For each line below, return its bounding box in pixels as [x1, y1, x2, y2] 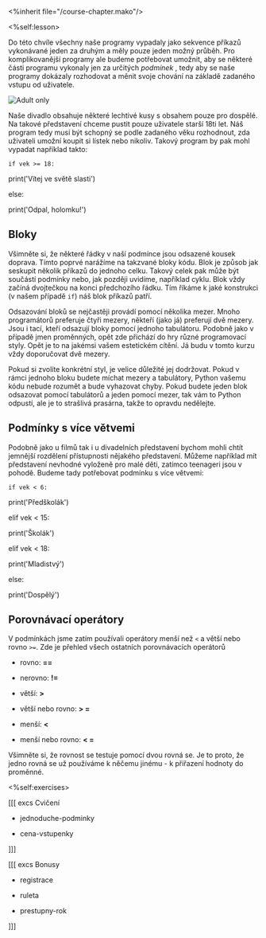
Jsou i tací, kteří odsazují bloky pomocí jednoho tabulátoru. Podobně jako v [8, 323, 254, 333]
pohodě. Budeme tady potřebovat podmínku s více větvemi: [8, 467, 204, 477]
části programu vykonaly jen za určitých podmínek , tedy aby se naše [8, 63, 236, 72]
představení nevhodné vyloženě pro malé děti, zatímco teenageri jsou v [8, 459, 242, 469]
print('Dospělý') [8, 589, 60, 600]
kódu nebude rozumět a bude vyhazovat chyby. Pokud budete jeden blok [8, 381, 248, 391]
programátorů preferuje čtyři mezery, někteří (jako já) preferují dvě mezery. [8, 315, 254, 325]
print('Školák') [8, 528, 55, 537]
